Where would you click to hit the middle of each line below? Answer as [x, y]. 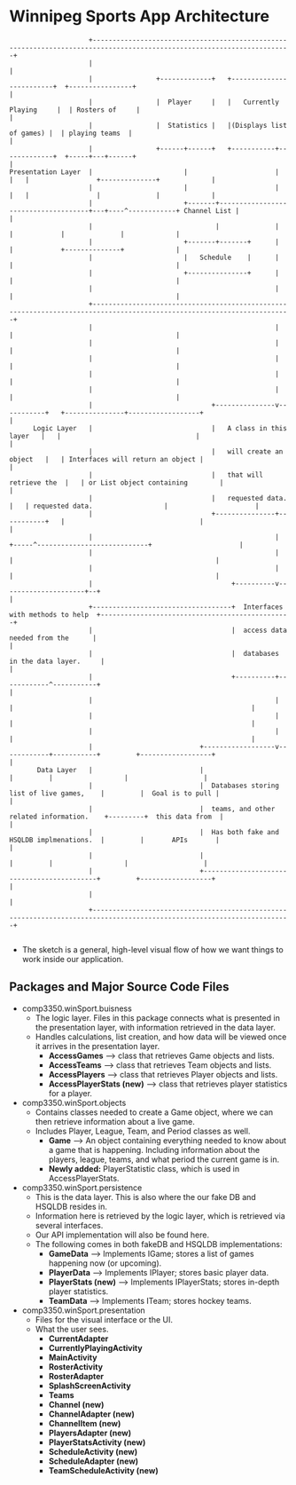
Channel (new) [76, 1404]
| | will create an [186, 451]
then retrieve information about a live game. [115, 1121]
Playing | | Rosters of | [75, 110]
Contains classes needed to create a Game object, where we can [154, 1112]
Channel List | [211, 210]
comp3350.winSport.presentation [84, 1310]
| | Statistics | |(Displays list [188, 125]
